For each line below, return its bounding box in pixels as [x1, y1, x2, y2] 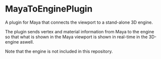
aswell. [20, 39, 34, 44]
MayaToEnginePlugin [5, 3, 93, 15]
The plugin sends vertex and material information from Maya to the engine [5, 29, 155, 34]
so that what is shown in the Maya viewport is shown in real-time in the [5, 34, 148, 40]
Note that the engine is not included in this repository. [5, 48, 113, 54]
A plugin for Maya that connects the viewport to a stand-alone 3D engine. [5, 19, 153, 25]
